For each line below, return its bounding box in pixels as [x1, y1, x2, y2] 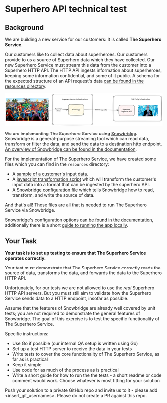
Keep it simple [12, 362, 42, 368]
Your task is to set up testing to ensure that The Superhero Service [5, 250, 146, 256]
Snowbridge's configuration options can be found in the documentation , [5, 217, 154, 223]
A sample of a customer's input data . [12, 171, 89, 177]
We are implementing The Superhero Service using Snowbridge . [5, 131, 138, 136]
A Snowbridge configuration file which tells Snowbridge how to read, [12, 187, 154, 193]
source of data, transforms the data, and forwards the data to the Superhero [5, 270, 162, 276]
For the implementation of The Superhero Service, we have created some [5, 156, 156, 162]
